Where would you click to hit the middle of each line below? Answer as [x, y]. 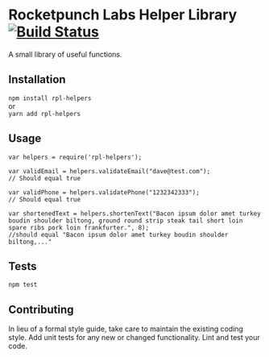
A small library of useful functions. [65, 54]
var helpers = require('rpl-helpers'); [75, 157]
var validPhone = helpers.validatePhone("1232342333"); [104, 192]
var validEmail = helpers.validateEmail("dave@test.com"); [110, 171]
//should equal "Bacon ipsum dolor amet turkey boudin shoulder [118, 235]
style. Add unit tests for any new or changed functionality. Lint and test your [134, 338]
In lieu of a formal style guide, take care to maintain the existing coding [126, 329]
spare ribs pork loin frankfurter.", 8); [79, 227]
